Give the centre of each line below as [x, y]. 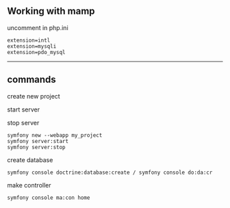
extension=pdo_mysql [37, 52]
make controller [29, 185]
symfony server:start [38, 141]
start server [23, 109]
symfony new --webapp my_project [55, 135]
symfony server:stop [37, 147]
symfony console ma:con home [49, 198]
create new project [34, 96]
